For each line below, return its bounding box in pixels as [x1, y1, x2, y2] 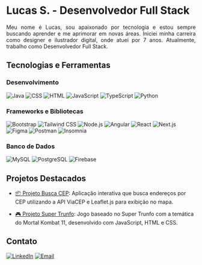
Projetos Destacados [6, 173, 86, 184]
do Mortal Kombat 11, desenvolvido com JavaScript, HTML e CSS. [14, 219, 179, 226]
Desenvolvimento [6, 78, 59, 87]
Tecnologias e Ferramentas [6, 60, 111, 70]
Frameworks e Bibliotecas [6, 107, 84, 115]
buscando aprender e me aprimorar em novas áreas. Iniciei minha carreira [6, 30, 196, 37]
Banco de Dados [6, 142, 55, 151]
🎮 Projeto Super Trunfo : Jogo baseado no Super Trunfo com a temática [14, 210, 194, 217]
